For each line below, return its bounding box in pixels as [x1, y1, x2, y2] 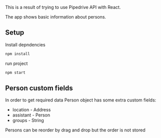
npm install [5, 51, 30, 56]
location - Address [12, 107, 51, 113]
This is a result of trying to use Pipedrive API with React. [5, 4, 121, 10]
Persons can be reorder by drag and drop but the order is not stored [5, 127, 146, 133]
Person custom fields [5, 83, 73, 92]
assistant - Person [12, 112, 50, 118]
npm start [5, 70, 26, 75]
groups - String [12, 117, 44, 123]
